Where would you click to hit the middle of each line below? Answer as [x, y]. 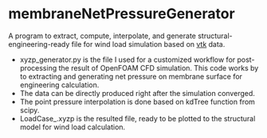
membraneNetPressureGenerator [122, 14]
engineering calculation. [59, 85]
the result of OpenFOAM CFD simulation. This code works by [159, 67]
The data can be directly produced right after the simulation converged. [137, 93]
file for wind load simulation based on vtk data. [148, 44]
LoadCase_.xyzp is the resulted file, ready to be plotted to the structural [137, 118]
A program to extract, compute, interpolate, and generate [102, 36]
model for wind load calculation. [73, 127]
